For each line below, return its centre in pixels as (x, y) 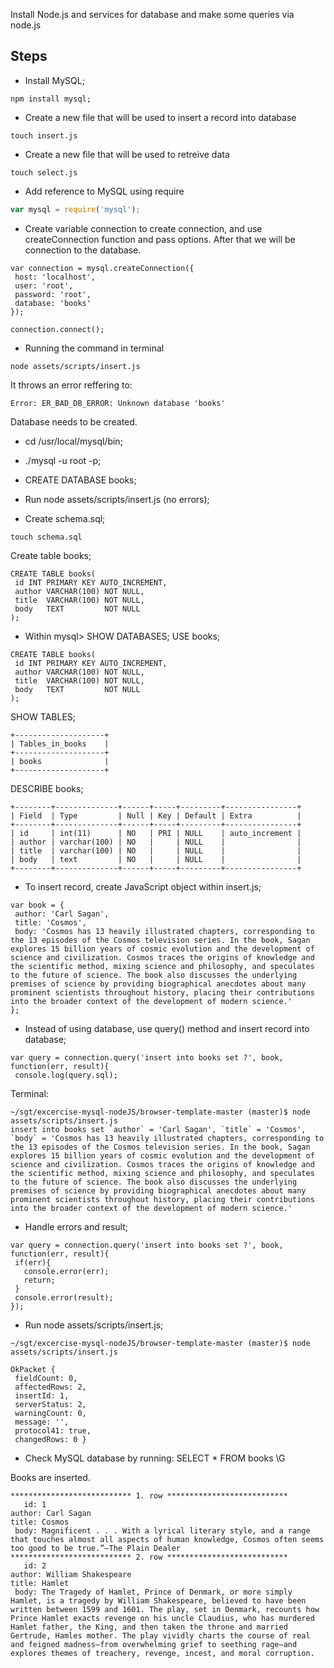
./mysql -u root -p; (63, 460)
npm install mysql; (51, 99)
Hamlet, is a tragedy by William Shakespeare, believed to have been (158, 1600)
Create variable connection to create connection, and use (143, 228)
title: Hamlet (40, 1583)
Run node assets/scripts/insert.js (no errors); (117, 499)
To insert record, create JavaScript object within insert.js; (143, 886)
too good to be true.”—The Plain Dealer (96, 1548)
